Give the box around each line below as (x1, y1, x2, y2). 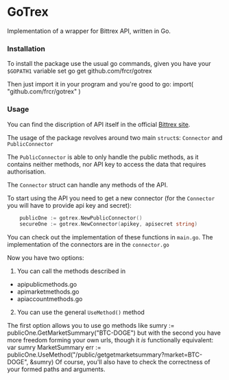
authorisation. (7, 167, 47, 176)
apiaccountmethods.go (16, 295, 83, 303)
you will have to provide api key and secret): (7, 201, 132, 209)
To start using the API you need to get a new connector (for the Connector (7, 193, 215, 202)
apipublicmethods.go (16, 281, 77, 289)
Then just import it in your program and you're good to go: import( (7, 80, 194, 88)
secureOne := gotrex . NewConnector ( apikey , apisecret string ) (19, 221, 197, 228)
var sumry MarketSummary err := (7, 344, 101, 352)
